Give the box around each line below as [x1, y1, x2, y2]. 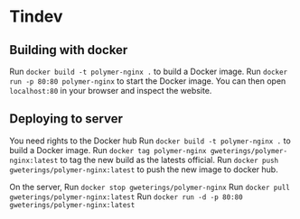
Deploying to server [9, 111, 124, 127]
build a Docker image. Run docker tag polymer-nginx [9, 144, 207, 155]
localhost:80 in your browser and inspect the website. [9, 86, 212, 96]
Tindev [9, 6, 63, 27]
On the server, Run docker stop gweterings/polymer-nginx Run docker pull [9, 181, 291, 192]
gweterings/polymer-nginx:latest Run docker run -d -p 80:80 [9, 191, 243, 202]
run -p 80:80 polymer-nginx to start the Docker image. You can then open [9, 76, 286, 87]
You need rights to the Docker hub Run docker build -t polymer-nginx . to [9, 135, 291, 146]
